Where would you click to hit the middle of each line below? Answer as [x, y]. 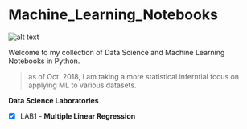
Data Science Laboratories [54, 100]
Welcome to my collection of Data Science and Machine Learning [117, 52]
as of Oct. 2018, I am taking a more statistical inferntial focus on [134, 76]
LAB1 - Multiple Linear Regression [78, 116]
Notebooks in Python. [44, 61]
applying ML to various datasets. [82, 85]
